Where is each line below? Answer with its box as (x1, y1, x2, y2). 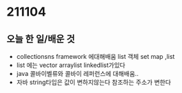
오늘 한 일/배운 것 (6, 33, 75, 44)
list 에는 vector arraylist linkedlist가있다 (16, 61, 125, 69)
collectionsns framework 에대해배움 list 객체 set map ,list (16, 53, 175, 60)
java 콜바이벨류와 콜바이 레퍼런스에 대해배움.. (16, 70, 139, 77)
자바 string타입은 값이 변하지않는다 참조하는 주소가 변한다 (16, 78, 172, 86)
